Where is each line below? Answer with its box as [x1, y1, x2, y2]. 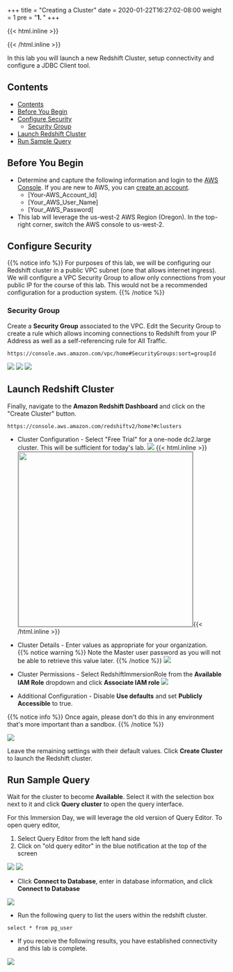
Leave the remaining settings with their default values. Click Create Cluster [7, 746, 223, 755]
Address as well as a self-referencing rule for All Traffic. [7, 336, 168, 344]
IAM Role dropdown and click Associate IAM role [17, 678, 160, 686]
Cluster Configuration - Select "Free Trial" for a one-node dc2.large [17, 435, 211, 443]
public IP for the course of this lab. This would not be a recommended [7, 281, 207, 289]
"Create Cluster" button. [7, 409, 77, 418]
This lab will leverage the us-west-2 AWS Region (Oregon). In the [17, 213, 204, 221]
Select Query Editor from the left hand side [17, 835, 140, 843]
